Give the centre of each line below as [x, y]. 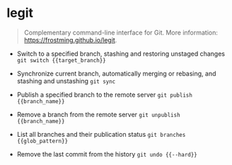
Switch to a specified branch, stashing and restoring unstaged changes [121, 54]
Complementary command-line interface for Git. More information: [121, 32]
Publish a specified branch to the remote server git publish [104, 94]
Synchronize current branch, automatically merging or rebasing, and [116, 73]
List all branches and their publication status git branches [101, 134]
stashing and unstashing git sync [66, 81]
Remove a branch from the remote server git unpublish [99, 114]
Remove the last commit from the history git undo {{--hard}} [107, 154]
